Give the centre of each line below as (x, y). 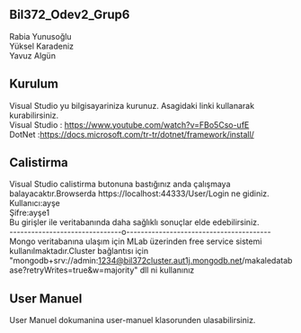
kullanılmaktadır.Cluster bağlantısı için (79, 251)
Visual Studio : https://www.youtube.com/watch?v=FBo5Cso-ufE (129, 124)
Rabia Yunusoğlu (40, 36)
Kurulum (34, 84)
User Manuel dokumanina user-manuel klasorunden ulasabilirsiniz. (133, 320)
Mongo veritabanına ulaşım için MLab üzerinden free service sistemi (136, 241)
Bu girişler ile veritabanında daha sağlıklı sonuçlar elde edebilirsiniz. (134, 222)
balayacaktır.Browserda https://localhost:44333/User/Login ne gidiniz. (139, 193)
